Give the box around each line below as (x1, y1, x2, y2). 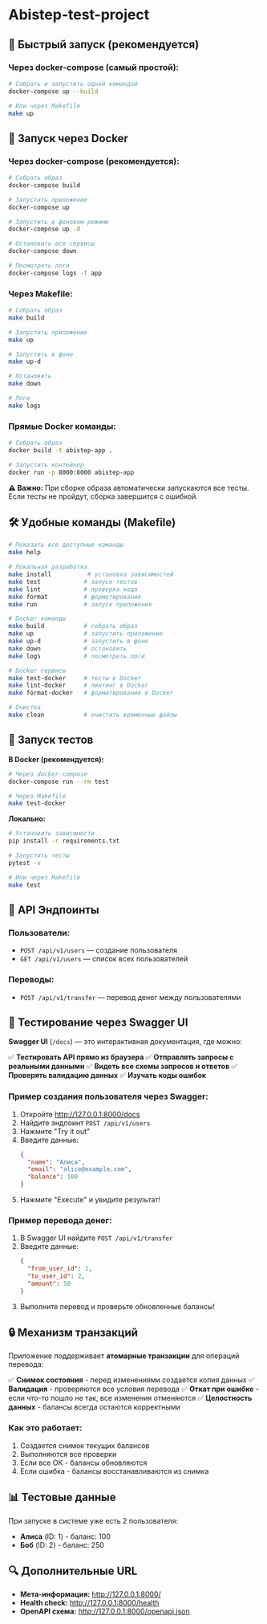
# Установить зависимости (8, 830, 95, 838)
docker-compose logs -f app (8, 269, 103, 277)
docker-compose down (8, 247, 78, 255)
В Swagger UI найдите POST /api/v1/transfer (19, 1233, 173, 1242)
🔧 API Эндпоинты (8, 903, 99, 916)
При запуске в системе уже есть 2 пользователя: (8, 1516, 179, 1525)
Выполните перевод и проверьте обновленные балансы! (19, 1301, 215, 1311)
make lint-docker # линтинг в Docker (8, 681, 149, 690)
